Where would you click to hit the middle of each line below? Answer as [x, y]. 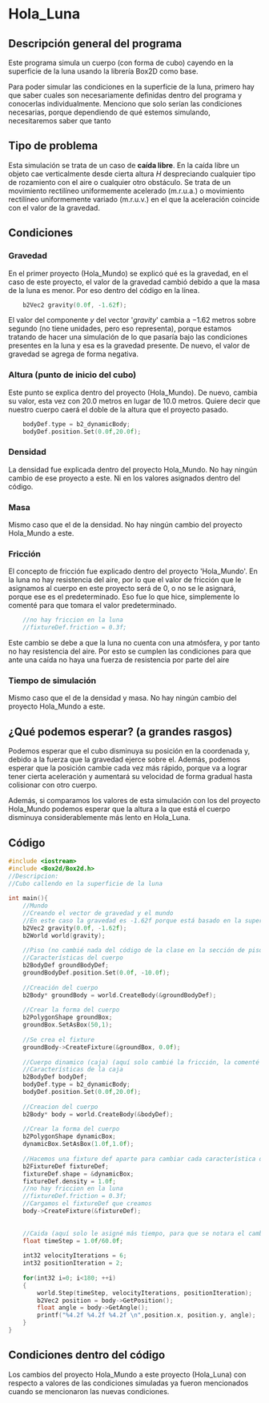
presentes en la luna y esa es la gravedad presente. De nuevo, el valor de [129, 346]
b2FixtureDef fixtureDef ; [66, 1166]
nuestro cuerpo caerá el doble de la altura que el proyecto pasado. [118, 409]
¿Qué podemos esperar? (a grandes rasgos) [120, 732]
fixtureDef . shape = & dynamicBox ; [78, 1174]
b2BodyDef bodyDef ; [55, 1077]
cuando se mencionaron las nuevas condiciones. [89, 1391]
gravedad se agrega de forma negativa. [73, 354]
